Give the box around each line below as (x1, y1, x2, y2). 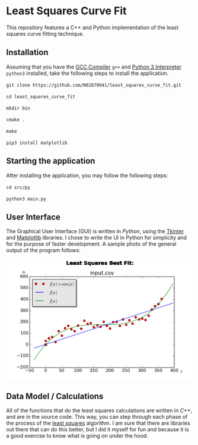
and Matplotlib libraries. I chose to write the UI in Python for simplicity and (6, 234, 187, 242)
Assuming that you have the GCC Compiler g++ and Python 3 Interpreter (6, 63, 182, 70)
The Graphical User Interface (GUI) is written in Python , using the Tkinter (6, 228, 184, 235)
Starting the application (6, 156, 95, 166)
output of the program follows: (6, 247, 81, 254)
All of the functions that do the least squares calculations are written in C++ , (6, 407, 193, 414)
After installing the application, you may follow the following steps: (6, 171, 168, 179)
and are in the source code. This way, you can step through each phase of (6, 413, 188, 420)
